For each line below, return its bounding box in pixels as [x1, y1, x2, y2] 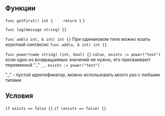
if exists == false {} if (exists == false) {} [5, 106, 106, 111]
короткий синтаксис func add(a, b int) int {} [5, 41, 107, 47]
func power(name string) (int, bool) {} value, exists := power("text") [5, 52, 161, 57]
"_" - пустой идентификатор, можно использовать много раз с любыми [5, 72, 160, 78]
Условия [5, 92, 33, 100]
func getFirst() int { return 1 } [5, 18, 85, 23]
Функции [5, 4, 36, 13]
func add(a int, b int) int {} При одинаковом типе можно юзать [5, 36, 151, 42]
